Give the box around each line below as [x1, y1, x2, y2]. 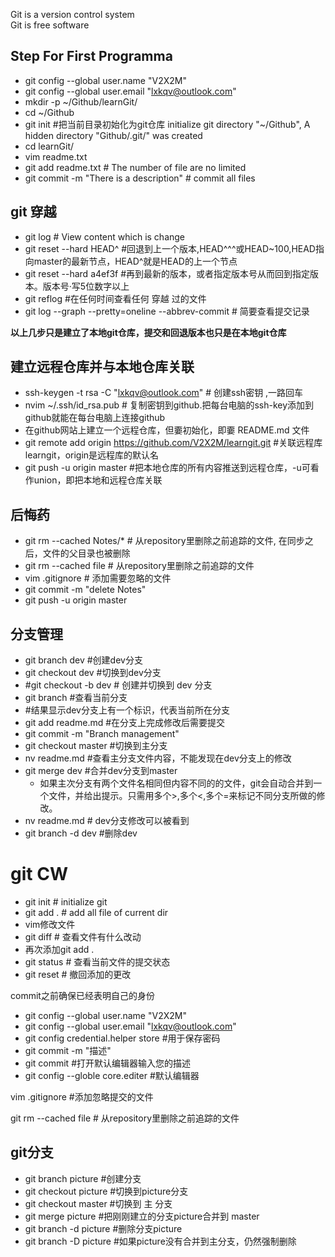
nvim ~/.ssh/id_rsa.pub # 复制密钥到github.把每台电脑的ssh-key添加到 [24, 399, 315, 411]
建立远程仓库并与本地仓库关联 [10, 359, 195, 376]
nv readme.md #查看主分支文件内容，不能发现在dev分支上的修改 [24, 752, 292, 764]
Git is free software [10, 19, 90, 31]
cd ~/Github [24, 106, 75, 118]
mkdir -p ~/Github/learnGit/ [24, 95, 138, 108]
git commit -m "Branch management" [24, 728, 180, 740]
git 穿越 [10, 204, 57, 221]
